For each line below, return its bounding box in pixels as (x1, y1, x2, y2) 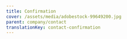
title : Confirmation (6, 8, 57, 14)
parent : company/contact (6, 19, 67, 25)
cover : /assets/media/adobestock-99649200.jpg (6, 14, 122, 19)
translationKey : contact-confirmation (6, 24, 101, 30)
